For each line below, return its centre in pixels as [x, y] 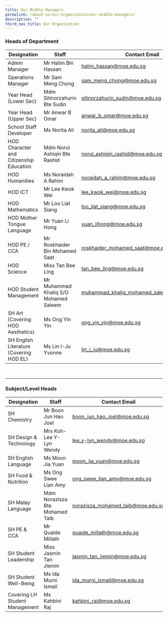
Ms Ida [52, 574]
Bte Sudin [55, 104]
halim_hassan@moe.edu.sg [113, 66]
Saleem [52, 305]
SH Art [15, 313]
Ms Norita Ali [59, 130]
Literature [19, 346]
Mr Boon [54, 410]
